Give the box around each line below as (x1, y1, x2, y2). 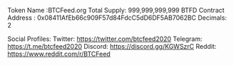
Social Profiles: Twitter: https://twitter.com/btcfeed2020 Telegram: (7, 35, 203, 43)
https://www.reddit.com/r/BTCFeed (7, 49, 111, 58)
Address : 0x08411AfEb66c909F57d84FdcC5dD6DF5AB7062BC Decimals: (7, 13, 227, 22)
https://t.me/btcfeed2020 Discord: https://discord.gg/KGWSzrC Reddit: (7, 42, 217, 50)
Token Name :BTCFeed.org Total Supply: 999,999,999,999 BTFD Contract (7, 6, 225, 14)
